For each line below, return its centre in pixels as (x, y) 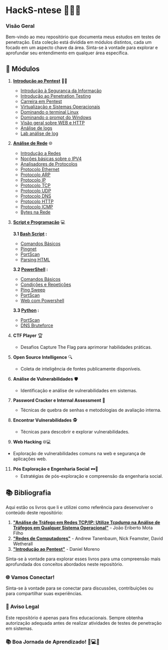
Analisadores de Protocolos (49, 164)
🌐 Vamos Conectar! (30, 577)
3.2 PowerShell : (30, 269)
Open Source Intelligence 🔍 (43, 357)
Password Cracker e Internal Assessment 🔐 (59, 400)
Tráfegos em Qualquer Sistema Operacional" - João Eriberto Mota (83, 528)
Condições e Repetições (46, 284)
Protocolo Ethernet (40, 169)
